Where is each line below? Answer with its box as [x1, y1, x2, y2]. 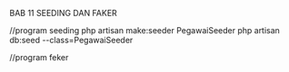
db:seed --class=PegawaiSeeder [9, 35, 134, 45]
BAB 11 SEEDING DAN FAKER [9, 8, 118, 18]
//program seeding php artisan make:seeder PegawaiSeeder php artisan [9, 25, 280, 35]
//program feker [9, 52, 69, 62]
